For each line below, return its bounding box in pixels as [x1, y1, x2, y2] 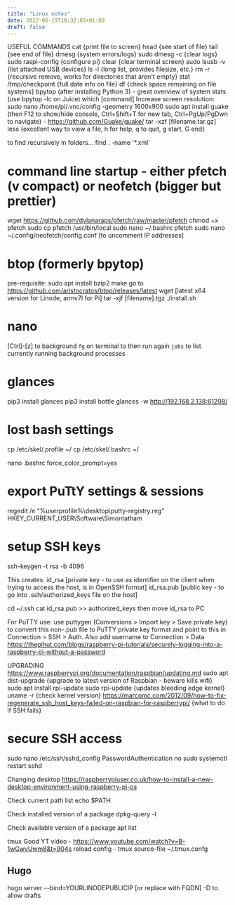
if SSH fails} [7, 706, 42, 714]
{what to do [192, 698, 226, 707]
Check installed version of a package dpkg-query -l [7, 809, 156, 818]
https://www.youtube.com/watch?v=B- [72, 837, 186, 845]
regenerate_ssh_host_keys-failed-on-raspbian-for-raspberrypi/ [7, 698, 191, 707]
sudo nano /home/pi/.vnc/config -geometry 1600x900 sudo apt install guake [7, 103, 229, 111]
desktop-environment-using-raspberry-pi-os [7, 782, 137, 791]
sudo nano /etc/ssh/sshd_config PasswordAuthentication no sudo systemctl [7, 754, 228, 762]
